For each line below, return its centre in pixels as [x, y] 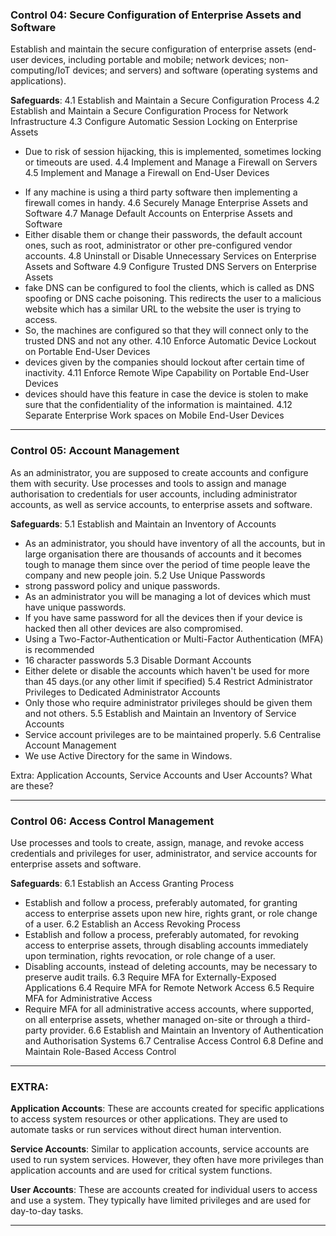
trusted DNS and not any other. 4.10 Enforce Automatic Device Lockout [170, 341]
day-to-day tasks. [47, 1211]
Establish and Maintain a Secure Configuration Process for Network [149, 111]
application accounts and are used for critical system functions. [141, 1170]
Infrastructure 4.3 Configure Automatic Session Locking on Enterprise [154, 122]
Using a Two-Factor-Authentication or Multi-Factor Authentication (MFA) [174, 639]
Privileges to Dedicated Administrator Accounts [122, 692]
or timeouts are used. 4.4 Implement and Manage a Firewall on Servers [171, 162]
